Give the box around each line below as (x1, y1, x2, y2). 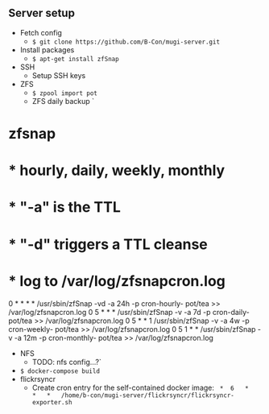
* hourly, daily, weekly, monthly (8, 161, 226, 180)
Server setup (8, 6, 75, 20)
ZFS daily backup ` (31, 96, 95, 106)
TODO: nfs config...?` (31, 357, 102, 366)
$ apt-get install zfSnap (31, 55, 119, 63)
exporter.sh (31, 398, 72, 406)
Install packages (19, 44, 75, 55)
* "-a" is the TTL (8, 198, 121, 217)
